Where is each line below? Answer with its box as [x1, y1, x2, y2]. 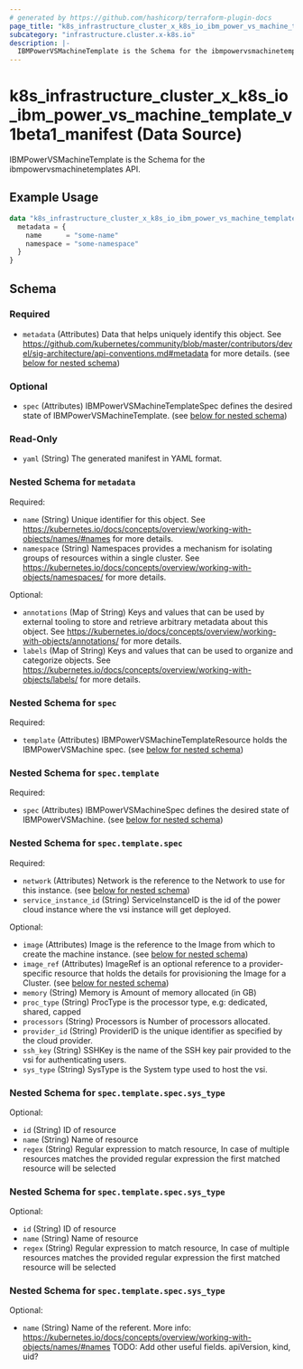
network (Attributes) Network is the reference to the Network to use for [22, 874, 286, 886]
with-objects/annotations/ [22, 635, 119, 647]
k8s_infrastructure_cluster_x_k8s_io [9, 86, 289, 107]
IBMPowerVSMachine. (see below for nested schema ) [22, 815, 224, 826]
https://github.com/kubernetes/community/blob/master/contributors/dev [22, 338, 293, 349]
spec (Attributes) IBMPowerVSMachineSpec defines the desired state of [22, 805, 290, 816]
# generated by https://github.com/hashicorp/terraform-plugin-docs [9, 13, 272, 23]
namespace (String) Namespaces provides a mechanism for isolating [22, 543, 273, 553]
